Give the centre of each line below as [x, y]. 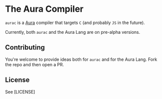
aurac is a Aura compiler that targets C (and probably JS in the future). [75, 23]
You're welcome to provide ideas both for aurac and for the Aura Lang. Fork [81, 59]
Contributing [25, 48]
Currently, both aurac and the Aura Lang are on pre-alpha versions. [73, 32]
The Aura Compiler [45, 9]
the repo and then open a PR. [35, 64]
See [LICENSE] [20, 92]
